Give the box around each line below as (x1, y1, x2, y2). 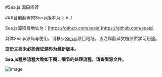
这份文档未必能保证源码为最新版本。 (5, 46, 79, 51)
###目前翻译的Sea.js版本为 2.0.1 (5, 15, 73, 21)
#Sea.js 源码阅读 (5, 4, 39, 10)
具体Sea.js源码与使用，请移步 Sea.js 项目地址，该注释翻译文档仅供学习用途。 (5, 36, 160, 41)
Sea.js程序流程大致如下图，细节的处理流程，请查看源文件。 (5, 56, 127, 62)
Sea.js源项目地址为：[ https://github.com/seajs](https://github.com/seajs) (5, 25, 154, 31)
